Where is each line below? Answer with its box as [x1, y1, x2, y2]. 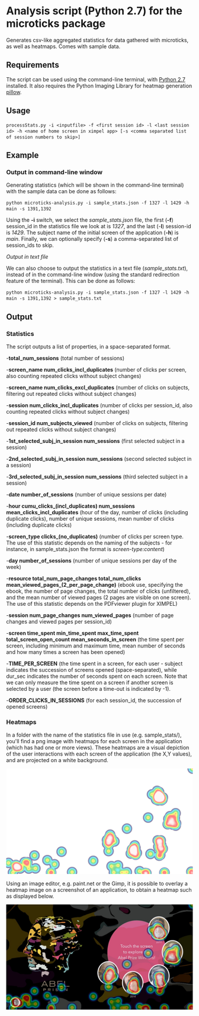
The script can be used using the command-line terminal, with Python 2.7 [6, 76, 185, 83]
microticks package [6, 17, 105, 30]
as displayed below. [6, 892, 54, 899]
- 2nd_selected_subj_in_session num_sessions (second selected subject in [6, 455, 192, 462]
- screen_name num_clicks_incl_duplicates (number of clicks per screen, [6, 366, 187, 373]
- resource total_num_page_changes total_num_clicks [6, 575, 142, 582]
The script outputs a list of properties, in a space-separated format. [6, 343, 171, 350]
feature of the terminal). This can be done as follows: [6, 278, 136, 285]
